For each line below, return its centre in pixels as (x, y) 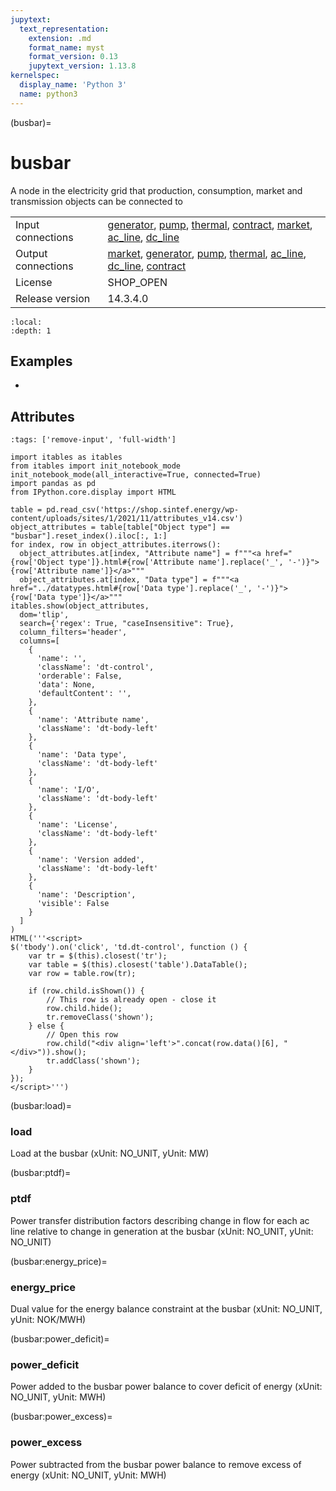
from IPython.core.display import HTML (93, 492)
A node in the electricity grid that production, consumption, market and (156, 190)
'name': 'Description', (86, 895)
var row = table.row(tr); (82, 974)
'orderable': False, (79, 676)
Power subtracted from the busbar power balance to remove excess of (156, 1464)
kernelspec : (35, 76)
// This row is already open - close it (131, 1000)
